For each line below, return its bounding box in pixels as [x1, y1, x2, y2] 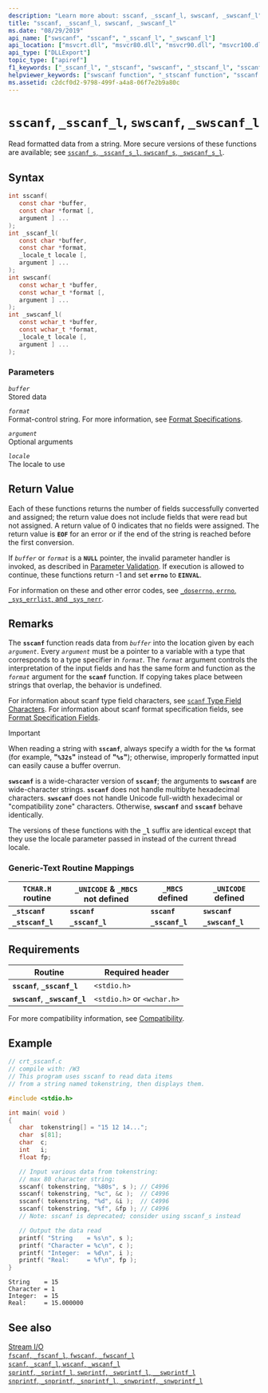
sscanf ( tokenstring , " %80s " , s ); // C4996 [18, 1182, 170, 1190]
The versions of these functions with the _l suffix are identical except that [8, 825, 251, 835]
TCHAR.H [22, 884, 52, 893]
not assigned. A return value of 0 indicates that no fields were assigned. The [8, 520, 259, 530]
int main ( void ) [8, 1109, 66, 1117]
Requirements [8, 943, 80, 956]
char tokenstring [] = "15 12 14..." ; [18, 1123, 148, 1132]
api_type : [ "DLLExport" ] [8, 49, 91, 57]
